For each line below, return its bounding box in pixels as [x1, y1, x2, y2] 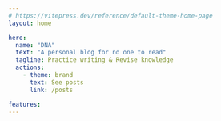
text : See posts [29, 78, 84, 87]
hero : [8, 34, 26, 42]
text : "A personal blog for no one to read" [15, 49, 167, 57]
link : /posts [29, 86, 74, 94]
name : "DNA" [15, 41, 56, 49]
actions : [15, 63, 45, 72]
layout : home [8, 19, 52, 27]
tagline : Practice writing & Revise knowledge [15, 56, 174, 64]
